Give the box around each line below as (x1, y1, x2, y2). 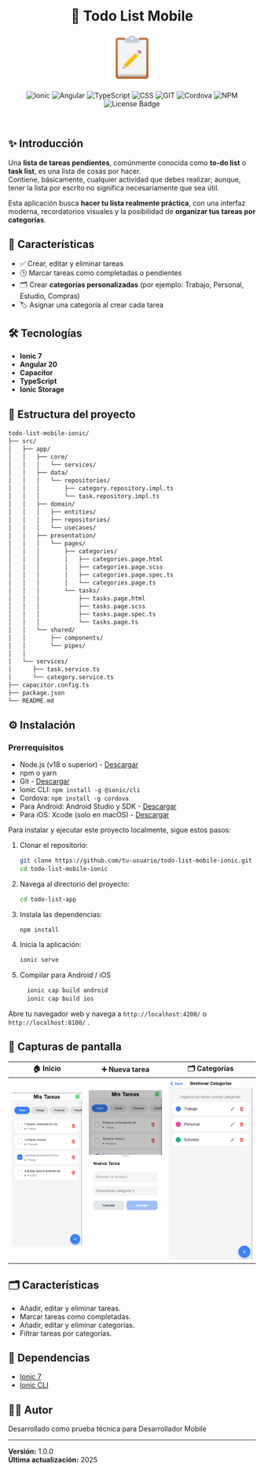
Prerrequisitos (8, 742, 64, 753)
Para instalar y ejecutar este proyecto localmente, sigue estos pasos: (8, 825, 232, 835)
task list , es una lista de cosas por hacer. (8, 166, 141, 175)
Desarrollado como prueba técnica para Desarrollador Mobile (8, 1424, 207, 1434)
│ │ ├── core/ (8, 453, 68, 461)
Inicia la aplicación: (19, 940, 82, 949)
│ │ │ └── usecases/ (8, 524, 97, 532)
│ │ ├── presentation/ (8, 532, 97, 540)
